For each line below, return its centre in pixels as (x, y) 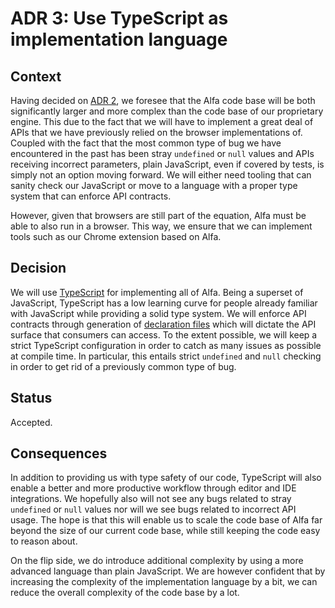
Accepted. (31, 422)
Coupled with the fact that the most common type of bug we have (146, 143)
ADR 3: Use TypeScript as (119, 18)
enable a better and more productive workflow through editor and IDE (153, 488)
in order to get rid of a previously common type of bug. (123, 366)
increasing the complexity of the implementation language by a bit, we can (164, 582)
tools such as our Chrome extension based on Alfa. (116, 236)
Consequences (59, 453)
